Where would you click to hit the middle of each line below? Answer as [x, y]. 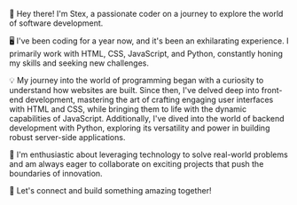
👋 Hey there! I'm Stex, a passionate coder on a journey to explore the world [146, 14]
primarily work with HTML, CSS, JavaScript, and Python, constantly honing [146, 54]
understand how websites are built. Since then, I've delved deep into [134, 90]
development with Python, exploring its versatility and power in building [140, 128]
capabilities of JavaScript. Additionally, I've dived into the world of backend [147, 118]
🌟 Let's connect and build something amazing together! [110, 190]
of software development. [56, 23]
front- [272, 90]
